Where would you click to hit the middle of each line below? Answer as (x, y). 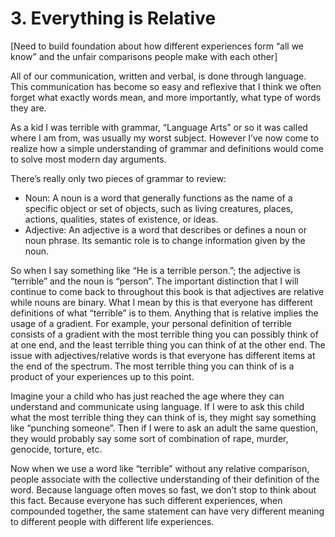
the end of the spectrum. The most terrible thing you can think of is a (152, 366)
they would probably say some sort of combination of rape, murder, (149, 438)
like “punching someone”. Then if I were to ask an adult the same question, (164, 428)
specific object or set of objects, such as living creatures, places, (159, 208)
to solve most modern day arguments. (88, 159)
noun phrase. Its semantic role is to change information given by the (165, 240)
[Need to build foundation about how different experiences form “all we (157, 46)
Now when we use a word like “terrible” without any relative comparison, (160, 468)
